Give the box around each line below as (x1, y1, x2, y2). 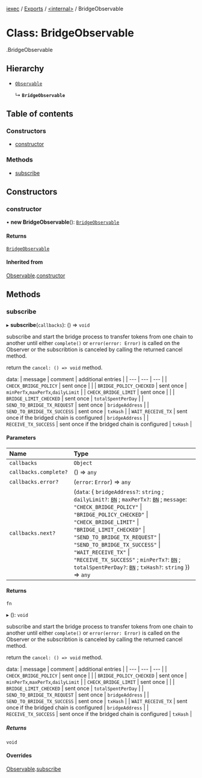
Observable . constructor (6, 271, 66, 279)
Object (73, 460, 93, 466)
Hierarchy (6, 63, 44, 74)
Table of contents (6, 109, 73, 119)
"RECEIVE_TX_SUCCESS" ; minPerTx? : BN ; (73, 555, 181, 563)
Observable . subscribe (6, 765, 61, 773)
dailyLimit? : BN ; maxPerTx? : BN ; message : (73, 495, 188, 503)
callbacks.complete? (9, 469, 68, 475)
